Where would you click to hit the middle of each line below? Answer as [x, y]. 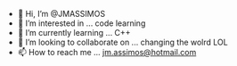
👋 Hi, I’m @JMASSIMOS [61, 14]
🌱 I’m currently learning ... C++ [74, 33]
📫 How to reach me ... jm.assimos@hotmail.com [107, 52]
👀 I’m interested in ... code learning [82, 23]
